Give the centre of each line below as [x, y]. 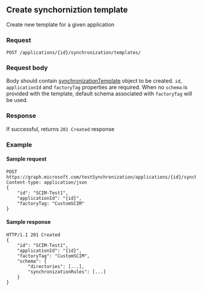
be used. [17, 100]
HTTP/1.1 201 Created [33, 235]
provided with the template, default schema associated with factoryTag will [99, 94]
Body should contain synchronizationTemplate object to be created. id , [94, 81]
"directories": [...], [56, 267]
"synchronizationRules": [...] [67, 272]
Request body [27, 68]
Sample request [26, 159]
